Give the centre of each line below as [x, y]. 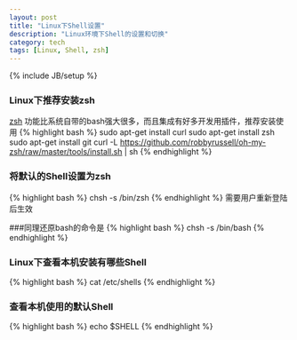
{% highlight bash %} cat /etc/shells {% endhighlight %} [112, 282]
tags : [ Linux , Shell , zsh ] [59, 51]
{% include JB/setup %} [53, 75]
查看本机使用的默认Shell [61, 306]
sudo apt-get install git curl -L [64, 142]
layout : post [33, 17]
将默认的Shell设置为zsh [60, 177]
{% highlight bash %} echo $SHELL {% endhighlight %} [111, 327]
